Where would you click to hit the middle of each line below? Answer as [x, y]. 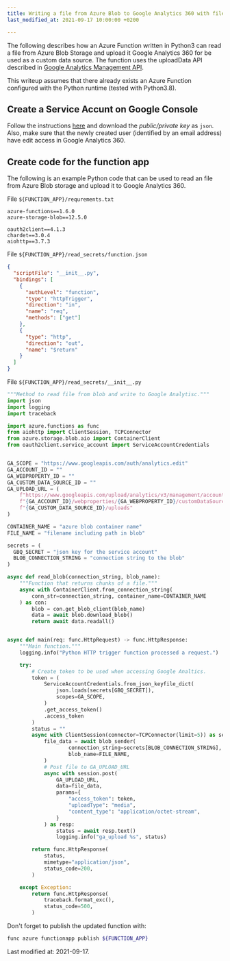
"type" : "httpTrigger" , [59, 299]
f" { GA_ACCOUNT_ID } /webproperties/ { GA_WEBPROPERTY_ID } [98, 502]
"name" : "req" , [47, 312]
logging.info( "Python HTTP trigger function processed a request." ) [119, 653]
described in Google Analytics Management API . [75, 67]
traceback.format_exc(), [79, 900]
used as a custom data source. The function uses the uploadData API [105, 60]
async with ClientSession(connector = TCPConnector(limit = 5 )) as [124, 735]
